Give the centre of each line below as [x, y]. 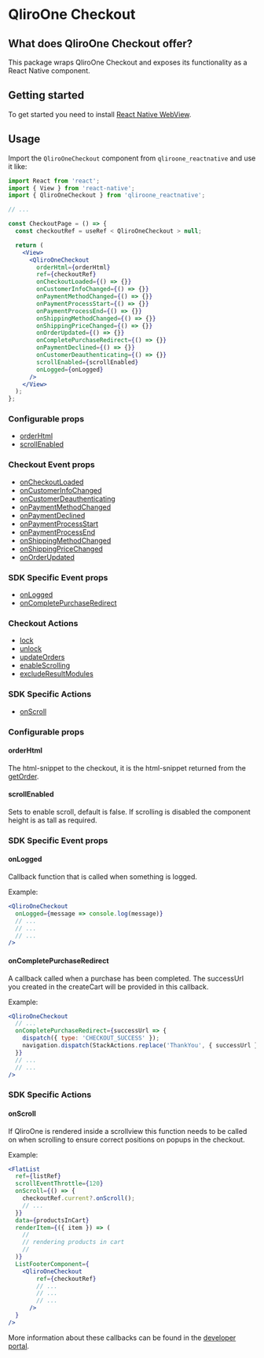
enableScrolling [45, 665]
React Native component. [49, 71]
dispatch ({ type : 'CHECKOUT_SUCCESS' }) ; [91, 1038]
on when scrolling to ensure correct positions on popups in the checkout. [126, 1139]
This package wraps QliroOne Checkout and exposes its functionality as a [128, 62]
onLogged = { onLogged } [70, 370]
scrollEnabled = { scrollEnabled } [88, 362]
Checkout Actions [43, 623]
